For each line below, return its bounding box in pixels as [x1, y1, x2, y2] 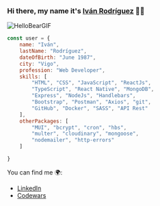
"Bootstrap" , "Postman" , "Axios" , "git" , [31, 99, 152, 105]
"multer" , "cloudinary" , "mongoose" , [31, 130, 139, 138]
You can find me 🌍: [7, 168, 63, 177]
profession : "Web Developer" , [19, 66, 106, 74]
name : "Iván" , [19, 41, 59, 49]
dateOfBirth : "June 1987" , [19, 54, 96, 61]
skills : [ [19, 73, 48, 80]
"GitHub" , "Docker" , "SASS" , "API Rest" [31, 105, 148, 112]
